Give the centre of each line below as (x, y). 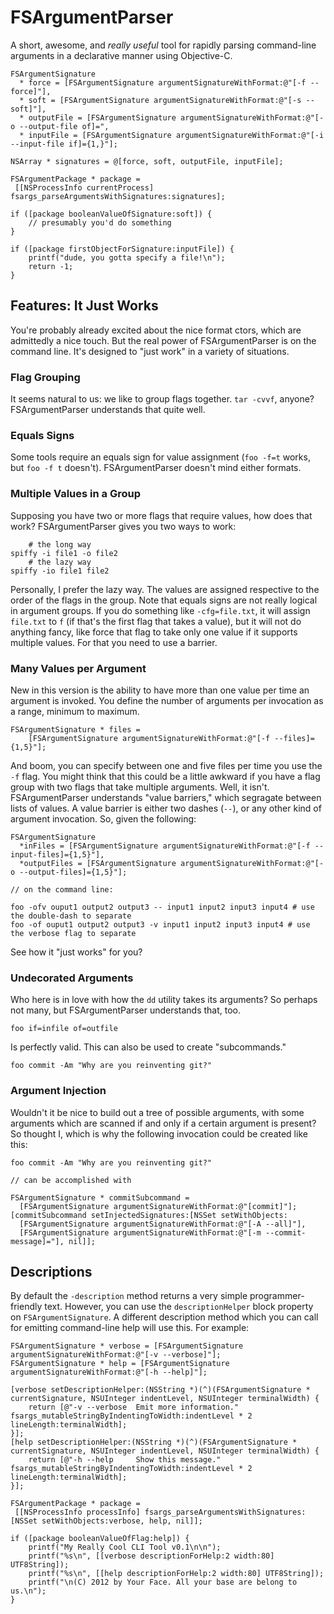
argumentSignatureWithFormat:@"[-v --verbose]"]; (116, 1355)
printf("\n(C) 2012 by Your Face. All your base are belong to (163, 1582)
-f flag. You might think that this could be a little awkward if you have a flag (165, 776)
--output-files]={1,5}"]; (73, 872)
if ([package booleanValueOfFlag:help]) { (100, 1539)
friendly (26, 1307)
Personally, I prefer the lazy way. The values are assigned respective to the (165, 589)
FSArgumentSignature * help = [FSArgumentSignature (120, 1364)
